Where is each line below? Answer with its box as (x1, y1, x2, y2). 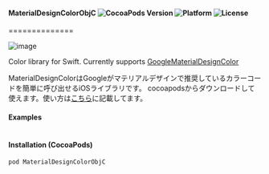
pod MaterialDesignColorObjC (8, 158, 106, 166)
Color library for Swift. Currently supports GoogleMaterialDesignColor (8, 57, 239, 67)
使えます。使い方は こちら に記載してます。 (8, 94, 148, 103)
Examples (8, 112, 43, 122)
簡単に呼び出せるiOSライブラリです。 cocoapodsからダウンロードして (22, 83, 255, 93)
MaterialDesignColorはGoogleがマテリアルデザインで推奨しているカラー (8, 74, 247, 83)
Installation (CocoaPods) (8, 140, 93, 149)
